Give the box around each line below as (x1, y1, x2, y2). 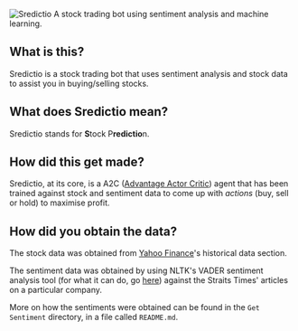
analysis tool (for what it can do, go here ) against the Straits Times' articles (9, 275, 289, 286)
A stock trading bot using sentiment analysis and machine (53, 9, 269, 19)
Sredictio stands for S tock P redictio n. (9, 128, 150, 139)
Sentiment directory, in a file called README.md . (9, 312, 179, 323)
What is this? (9, 44, 85, 60)
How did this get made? (9, 155, 144, 170)
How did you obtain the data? (9, 223, 178, 239)
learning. (9, 18, 42, 29)
